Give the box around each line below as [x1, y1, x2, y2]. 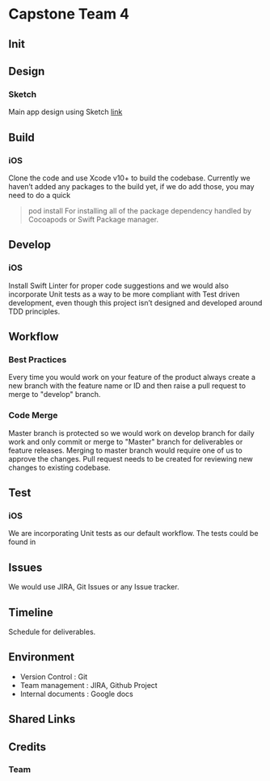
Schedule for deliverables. [8, 627, 96, 636]
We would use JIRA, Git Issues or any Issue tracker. [8, 582, 179, 592]
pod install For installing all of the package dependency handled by [27, 205, 252, 215]
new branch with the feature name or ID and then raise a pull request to [8, 381, 247, 390]
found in [8, 537, 36, 547]
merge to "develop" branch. [8, 390, 101, 399]
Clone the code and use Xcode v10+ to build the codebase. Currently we [8, 173, 251, 183]
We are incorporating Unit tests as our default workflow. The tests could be [8, 529, 259, 538]
